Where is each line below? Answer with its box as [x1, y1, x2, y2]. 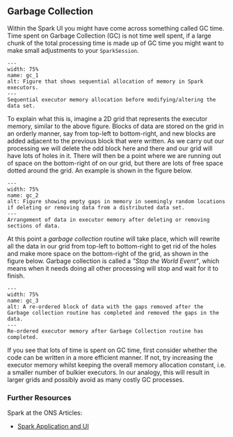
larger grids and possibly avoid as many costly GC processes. [7, 375, 184, 383]
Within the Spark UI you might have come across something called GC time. [7, 24, 225, 32]
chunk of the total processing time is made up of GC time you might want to [7, 38, 225, 47]
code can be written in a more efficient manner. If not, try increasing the [7, 353, 214, 361]
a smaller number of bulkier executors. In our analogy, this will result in [7, 368, 210, 376]
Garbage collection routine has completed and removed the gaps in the [7, 309, 219, 316]
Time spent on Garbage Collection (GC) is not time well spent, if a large [7, 31, 211, 40]
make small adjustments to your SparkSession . [7, 46, 139, 54]
